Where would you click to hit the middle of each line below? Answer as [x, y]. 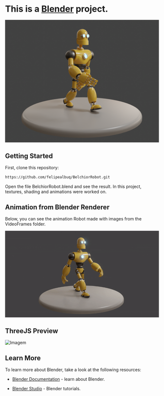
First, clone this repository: [32, 168]
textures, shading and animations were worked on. [56, 192]
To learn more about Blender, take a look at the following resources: [73, 370]
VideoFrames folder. [25, 224]
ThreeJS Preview [32, 331]
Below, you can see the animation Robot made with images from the [73, 219]
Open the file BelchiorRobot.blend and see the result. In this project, [73, 187]
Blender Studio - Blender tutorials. [46, 389]
